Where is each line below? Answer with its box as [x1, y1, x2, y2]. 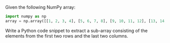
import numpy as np [5, 14, 47, 19]
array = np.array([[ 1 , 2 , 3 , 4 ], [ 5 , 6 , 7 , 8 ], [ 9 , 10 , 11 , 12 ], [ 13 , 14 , [5, 18, 167, 23]
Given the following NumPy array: [5, 4, 76, 10]
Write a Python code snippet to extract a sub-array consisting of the [5, 27, 148, 33]
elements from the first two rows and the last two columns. [5, 32, 128, 39]
